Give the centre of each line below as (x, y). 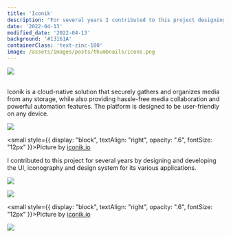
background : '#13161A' (40, 39)
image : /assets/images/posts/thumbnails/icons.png (81, 52)
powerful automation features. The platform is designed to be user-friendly (113, 106)
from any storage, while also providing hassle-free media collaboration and (113, 99)
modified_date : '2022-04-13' (49, 33)
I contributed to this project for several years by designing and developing (112, 160)
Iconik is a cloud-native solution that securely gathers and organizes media (113, 91)
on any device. (28, 113)
